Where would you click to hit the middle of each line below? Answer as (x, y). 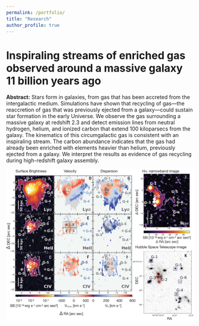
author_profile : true (33, 25)
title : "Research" (29, 19)
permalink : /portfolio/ (36, 13)
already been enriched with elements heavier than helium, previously (91, 148)
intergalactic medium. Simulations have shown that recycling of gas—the (95, 104)
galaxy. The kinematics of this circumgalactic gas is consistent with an (93, 135)
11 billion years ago (54, 81)
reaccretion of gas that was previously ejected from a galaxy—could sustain (99, 110)
